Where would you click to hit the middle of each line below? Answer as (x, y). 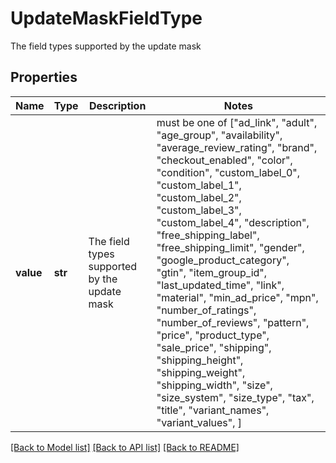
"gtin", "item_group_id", (212, 272)
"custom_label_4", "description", (233, 222)
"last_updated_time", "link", (220, 285)
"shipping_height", (200, 360)
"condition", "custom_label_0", (228, 172)
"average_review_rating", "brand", (237, 147)
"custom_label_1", (199, 185)
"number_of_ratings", (206, 310)
